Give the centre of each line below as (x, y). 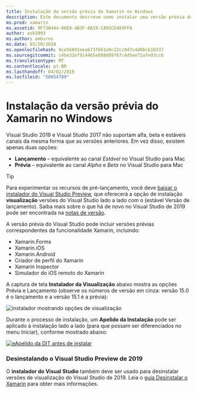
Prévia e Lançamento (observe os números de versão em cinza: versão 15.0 (98, 291)
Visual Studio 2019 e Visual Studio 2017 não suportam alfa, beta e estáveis (96, 135)
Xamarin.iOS (30, 248)
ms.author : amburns (30, 39)
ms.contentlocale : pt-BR (36, 66)
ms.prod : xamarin (27, 22)
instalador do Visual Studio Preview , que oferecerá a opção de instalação (94, 194)
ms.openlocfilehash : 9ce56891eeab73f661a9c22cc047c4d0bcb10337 (85, 50)
